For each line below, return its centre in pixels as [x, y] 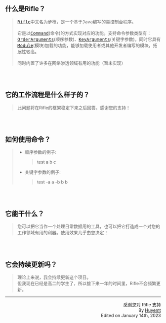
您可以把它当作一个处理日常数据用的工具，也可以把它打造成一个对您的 [89, 226]
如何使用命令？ [28, 140]
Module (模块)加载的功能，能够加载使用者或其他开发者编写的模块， [85, 45]
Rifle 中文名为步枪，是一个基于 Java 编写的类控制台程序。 [77, 22]
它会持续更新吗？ [31, 265]
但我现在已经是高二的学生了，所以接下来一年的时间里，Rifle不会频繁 [87, 284]
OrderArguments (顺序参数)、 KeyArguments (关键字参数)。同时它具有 [89, 39]
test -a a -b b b [52, 182]
